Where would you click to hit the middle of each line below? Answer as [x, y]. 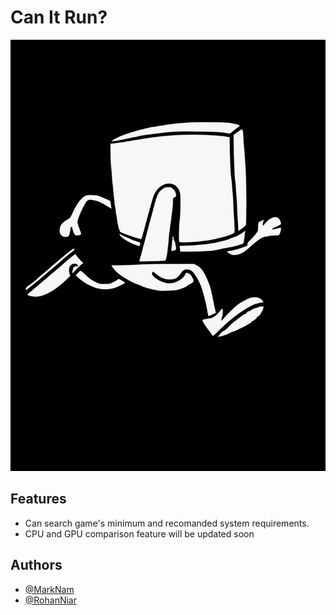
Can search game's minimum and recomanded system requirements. [167, 523]
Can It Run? [59, 17]
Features [38, 499]
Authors [36, 565]
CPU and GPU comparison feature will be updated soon [139, 533]
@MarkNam [49, 589]
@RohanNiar [50, 600]
